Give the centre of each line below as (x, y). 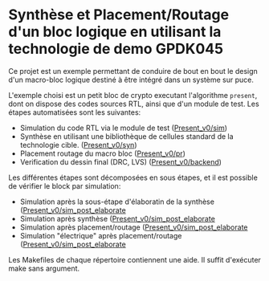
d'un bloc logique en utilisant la (115, 32)
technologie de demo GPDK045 (116, 49)
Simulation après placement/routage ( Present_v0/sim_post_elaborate (134, 227)
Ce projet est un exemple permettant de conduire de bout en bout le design (133, 71)
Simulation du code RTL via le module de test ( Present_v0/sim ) (123, 128)
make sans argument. (44, 268)
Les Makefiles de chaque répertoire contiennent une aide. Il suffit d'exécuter (134, 259)
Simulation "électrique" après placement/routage (101, 235)
